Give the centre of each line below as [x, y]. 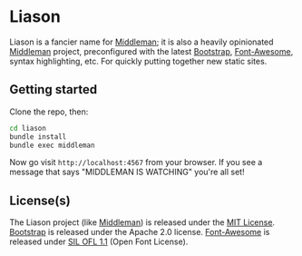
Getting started [54, 89]
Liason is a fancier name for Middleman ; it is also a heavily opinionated [141, 42]
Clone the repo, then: [49, 112]
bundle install [38, 137]
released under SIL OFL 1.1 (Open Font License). [99, 241]
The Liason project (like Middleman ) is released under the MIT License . [142, 222]
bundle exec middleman [52, 145]
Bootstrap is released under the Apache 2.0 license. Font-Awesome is [140, 232]
